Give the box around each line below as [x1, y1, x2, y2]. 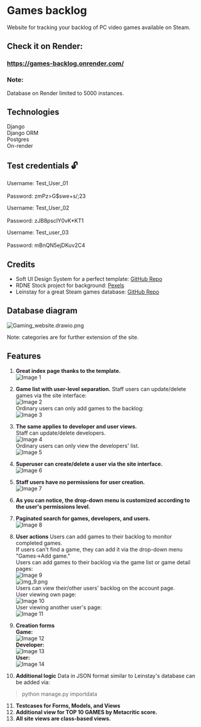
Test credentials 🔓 [7, 160, 78, 171]
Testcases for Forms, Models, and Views [15, 702, 120, 709]
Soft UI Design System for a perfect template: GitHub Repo [15, 275, 163, 282]
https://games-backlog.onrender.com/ [7, 59, 124, 68]
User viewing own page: [15, 591, 76, 598]
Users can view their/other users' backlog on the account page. [15, 584, 175, 591]
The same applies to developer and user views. [15, 423, 137, 430]
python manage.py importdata [21, 690, 97, 697]
